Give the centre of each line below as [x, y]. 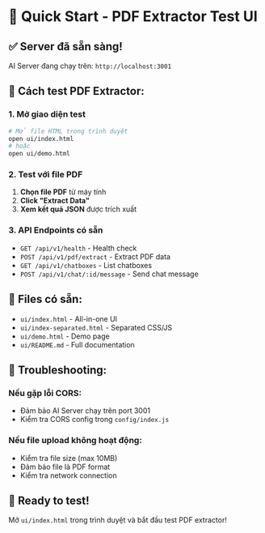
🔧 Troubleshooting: [58, 370]
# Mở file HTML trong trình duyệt [68, 131]
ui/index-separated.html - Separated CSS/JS [96, 327]
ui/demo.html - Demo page [65, 336]
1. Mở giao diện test [47, 114]
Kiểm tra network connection [68, 475]
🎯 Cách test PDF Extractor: [77, 91]
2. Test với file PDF [46, 175]
